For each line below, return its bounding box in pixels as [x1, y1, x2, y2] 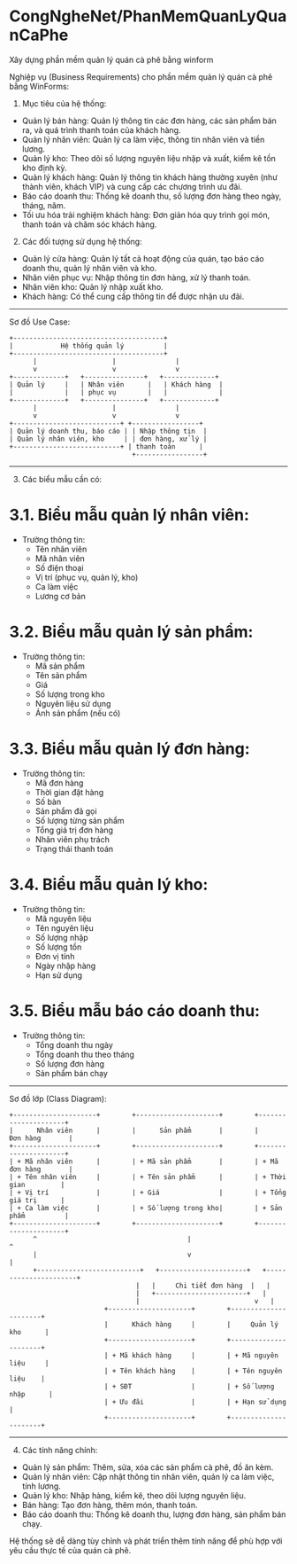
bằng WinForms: [9, 81, 70, 91]
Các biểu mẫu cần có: [21, 473, 103, 484]
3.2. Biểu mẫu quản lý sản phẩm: [9, 622, 254, 642]
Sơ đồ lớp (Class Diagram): [9, 1093, 108, 1104]
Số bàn [34, 796, 62, 807]
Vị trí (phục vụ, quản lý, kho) [34, 572, 139, 583]
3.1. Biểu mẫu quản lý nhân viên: [9, 505, 250, 525]
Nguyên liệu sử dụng [34, 698, 111, 708]
